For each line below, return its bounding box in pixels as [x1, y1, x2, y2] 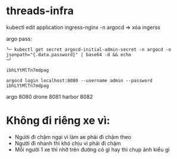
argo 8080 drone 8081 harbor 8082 [6, 93, 93, 100]
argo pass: [6, 35, 33, 42]
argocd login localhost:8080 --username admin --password [6, 77, 153, 83]
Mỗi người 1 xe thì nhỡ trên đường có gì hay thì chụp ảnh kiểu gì [14, 146, 170, 153]
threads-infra [6, 4, 74, 18]
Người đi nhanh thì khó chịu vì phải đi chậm [14, 139, 121, 147]
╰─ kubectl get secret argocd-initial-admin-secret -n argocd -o [6, 46, 171, 53]
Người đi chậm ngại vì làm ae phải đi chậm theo [14, 133, 132, 140]
